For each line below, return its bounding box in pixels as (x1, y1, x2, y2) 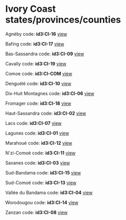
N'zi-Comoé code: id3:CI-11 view (5, 149, 76, 156)
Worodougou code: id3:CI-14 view (5, 199, 78, 205)
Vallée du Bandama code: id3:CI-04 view (5, 189, 93, 195)
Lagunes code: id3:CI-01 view (5, 130, 69, 136)
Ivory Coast (5, 3, 56, 15)
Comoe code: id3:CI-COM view (5, 70, 73, 77)
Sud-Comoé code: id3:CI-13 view (5, 180, 77, 186)
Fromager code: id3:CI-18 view (5, 100, 72, 106)
